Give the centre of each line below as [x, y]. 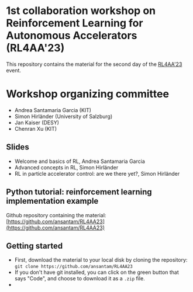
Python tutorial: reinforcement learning [79, 192]
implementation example [52, 201]
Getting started [35, 246]
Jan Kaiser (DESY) [37, 122]
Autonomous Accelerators [72, 36]
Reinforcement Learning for [75, 23]
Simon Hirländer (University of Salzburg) [63, 116]
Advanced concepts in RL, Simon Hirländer [66, 167]
